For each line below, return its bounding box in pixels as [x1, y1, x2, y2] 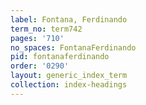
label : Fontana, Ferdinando [10, 14, 128, 25]
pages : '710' [10, 33, 65, 43]
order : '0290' [10, 61, 70, 71]
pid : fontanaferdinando [10, 52, 110, 62]
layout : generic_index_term [10, 71, 128, 81]
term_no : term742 [10, 24, 83, 34]
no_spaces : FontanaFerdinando [10, 42, 137, 53]
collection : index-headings [10, 80, 128, 90]
